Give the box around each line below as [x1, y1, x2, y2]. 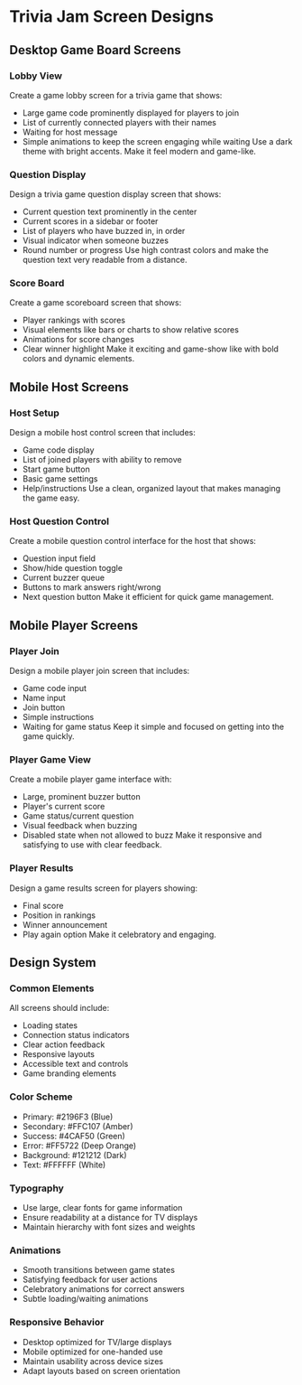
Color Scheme [9, 1090, 74, 1103]
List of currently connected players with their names [22, 117, 217, 127]
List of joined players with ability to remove [22, 454, 182, 465]
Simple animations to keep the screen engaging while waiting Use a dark [22, 136, 293, 146]
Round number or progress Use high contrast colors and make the [22, 245, 269, 256]
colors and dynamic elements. [22, 353, 135, 364]
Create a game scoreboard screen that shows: [9, 297, 182, 308]
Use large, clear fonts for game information [22, 1203, 183, 1213]
